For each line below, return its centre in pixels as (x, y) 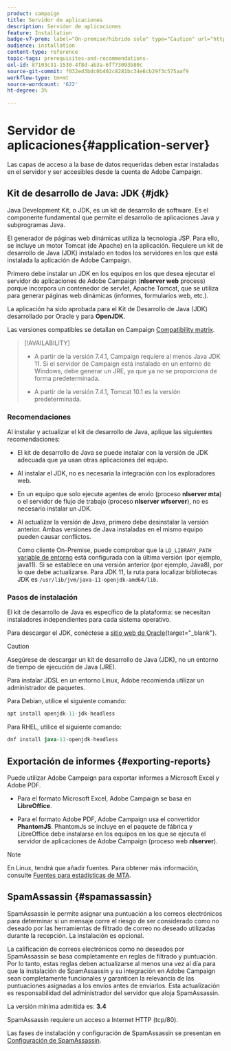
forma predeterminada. (67, 378)
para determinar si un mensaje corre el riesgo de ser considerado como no (113, 921)
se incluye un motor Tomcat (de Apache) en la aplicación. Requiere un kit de (115, 245)
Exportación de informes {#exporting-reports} (109, 761)
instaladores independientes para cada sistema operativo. (89, 620)
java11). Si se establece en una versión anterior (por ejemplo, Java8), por (120, 565)
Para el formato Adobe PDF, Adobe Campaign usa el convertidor (109, 819)
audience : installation (41, 46)
